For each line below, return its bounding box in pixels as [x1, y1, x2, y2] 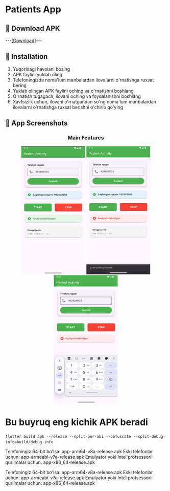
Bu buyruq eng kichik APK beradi [5, 416, 148, 428]
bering [12, 82, 27, 88]
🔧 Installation [5, 52, 48, 61]
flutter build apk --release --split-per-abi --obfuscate [5, 434, 131, 439]
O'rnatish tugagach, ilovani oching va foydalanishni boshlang [12, 93, 141, 99]
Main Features [67, 134, 104, 141]
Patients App [5, 4, 61, 15]
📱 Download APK [5, 24, 60, 33]
